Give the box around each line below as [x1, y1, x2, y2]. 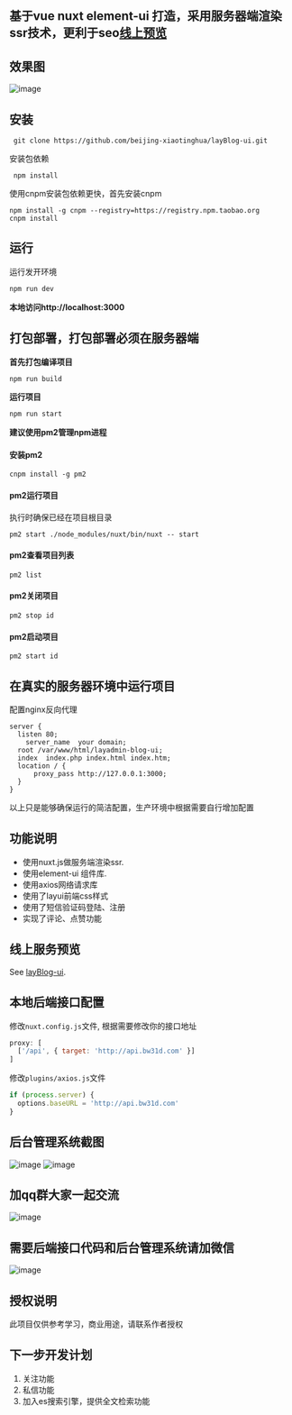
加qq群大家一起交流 [9, 1187, 120, 1202]
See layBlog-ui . [9, 966, 66, 977]
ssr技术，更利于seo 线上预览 [9, 25, 168, 41]
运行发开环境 [9, 266, 57, 277]
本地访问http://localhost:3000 [9, 301, 125, 313]
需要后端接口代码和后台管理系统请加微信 [9, 1240, 234, 1255]
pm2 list [9, 571, 42, 580]
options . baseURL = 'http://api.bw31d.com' [17, 1099, 179, 1109]
